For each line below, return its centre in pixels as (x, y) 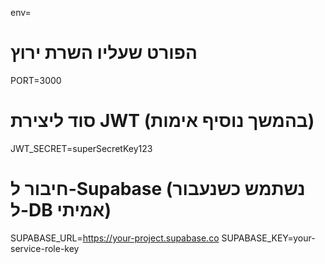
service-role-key (45, 248)
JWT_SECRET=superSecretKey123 (81, 148)
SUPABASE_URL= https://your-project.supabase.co (115, 238)
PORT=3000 (36, 80)
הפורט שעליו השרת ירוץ (104, 53)
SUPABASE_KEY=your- (268, 238)
